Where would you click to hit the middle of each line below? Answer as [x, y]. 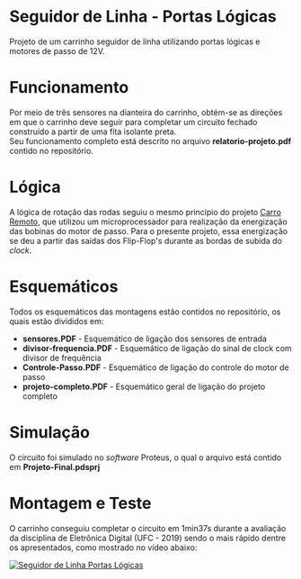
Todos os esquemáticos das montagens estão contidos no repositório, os [145, 312]
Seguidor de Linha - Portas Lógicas [143, 17]
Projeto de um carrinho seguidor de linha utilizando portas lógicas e [135, 41]
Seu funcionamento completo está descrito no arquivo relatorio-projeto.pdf [150, 140]
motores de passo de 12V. [57, 50]
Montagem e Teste [80, 503]
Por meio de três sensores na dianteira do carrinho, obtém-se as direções [146, 112]
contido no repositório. [52, 150]
